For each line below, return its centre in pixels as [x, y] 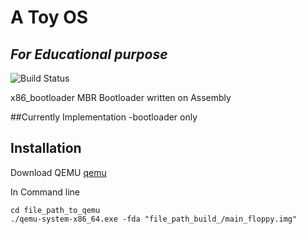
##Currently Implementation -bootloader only [104, 117]
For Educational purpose [89, 54]
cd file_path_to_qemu [55, 210]
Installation [46, 148]
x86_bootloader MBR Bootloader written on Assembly [121, 97]
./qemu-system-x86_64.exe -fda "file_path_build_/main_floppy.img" [154, 219]
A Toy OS [49, 17]
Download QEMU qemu [58, 172]
